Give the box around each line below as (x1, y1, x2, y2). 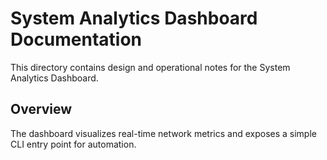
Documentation (10, 28, 143, 51)
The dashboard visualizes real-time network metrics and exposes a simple (10, 127, 317, 139)
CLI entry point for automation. (10, 138, 137, 150)
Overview (10, 101, 73, 118)
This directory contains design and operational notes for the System (10, 61, 291, 73)
